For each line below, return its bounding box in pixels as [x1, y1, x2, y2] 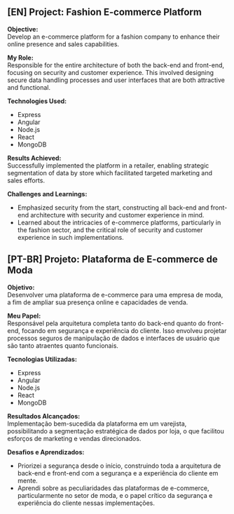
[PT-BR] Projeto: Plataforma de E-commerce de [7, 253, 219, 266]
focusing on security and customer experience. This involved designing [7, 68, 214, 76]
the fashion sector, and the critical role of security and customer [17, 225, 203, 234]
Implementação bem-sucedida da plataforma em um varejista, [7, 419, 187, 428]
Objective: [7, 25, 39, 33]
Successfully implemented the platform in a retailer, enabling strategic [7, 161, 209, 170]
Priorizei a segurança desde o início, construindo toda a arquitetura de [17, 461, 221, 470]
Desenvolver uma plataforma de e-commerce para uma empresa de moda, [7, 290, 223, 299]
